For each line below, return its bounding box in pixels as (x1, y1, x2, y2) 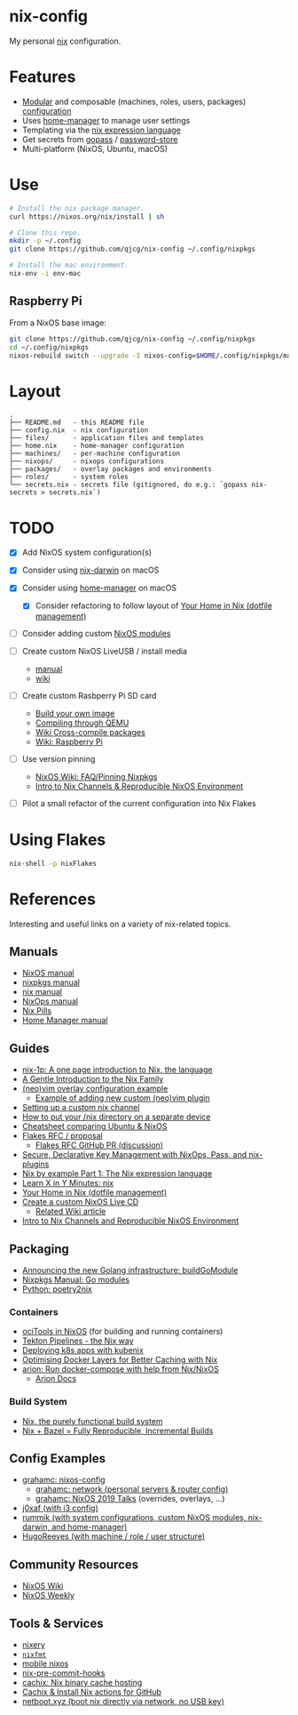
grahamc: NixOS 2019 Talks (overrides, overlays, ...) (35, 1494, 225, 1504)
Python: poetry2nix (21, 1284, 93, 1294)
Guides (9, 1040, 51, 1055)
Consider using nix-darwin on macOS (21, 565, 160, 575)
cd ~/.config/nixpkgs (9, 342, 90, 352)
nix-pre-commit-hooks (21, 1668, 106, 1679)
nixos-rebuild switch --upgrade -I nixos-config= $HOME (9, 351, 216, 360)
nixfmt (21, 1651, 47, 1660)
